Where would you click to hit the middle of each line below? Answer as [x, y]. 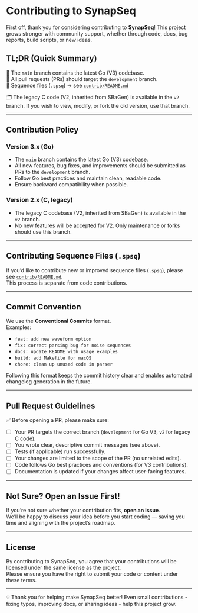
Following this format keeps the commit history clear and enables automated [99, 375]
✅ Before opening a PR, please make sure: [57, 420]
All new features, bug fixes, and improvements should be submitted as [100, 166]
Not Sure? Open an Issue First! [63, 496]
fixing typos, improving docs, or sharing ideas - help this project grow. [91, 604]
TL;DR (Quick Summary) [52, 58]
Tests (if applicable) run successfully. [60, 451]
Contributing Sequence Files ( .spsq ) [74, 256]
